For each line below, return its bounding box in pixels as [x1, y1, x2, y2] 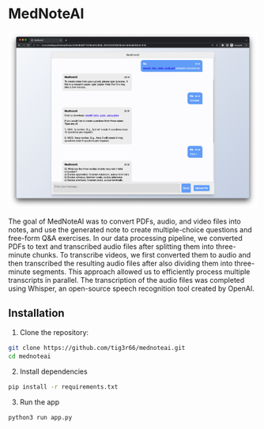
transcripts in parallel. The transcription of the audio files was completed [8, 276, 245, 285]
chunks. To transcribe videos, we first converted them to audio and [32, 250, 251, 260]
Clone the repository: [19, 327, 89, 337]
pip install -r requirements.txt [8, 382, 119, 391]
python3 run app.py [8, 413, 73, 421]
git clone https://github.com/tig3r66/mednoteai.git [8, 344, 186, 352]
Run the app [19, 397, 60, 407]
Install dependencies [19, 367, 89, 376]
